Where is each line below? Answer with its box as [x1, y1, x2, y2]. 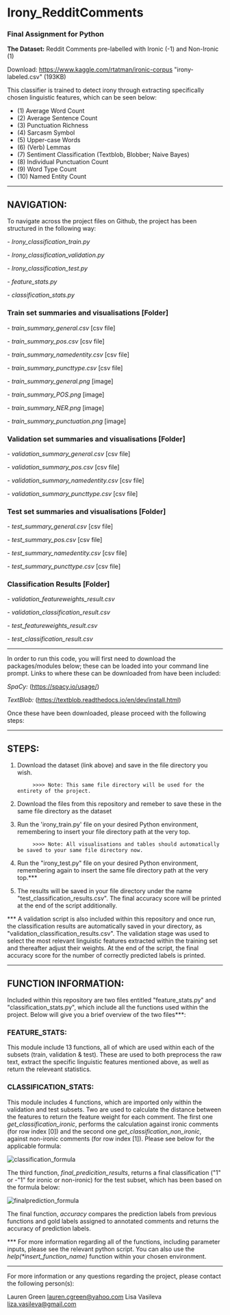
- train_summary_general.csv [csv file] [7, 324, 116, 332]
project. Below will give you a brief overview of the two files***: [7, 1011, 186, 1019]
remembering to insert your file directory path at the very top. [16, 828, 191, 836]
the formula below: [7, 1183, 60, 1191]
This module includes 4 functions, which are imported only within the [7, 1098, 202, 1106]
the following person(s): [7, 1279, 75, 1288]
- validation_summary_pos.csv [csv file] [7, 462, 120, 471]
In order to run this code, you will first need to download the [7, 655, 176, 663]
